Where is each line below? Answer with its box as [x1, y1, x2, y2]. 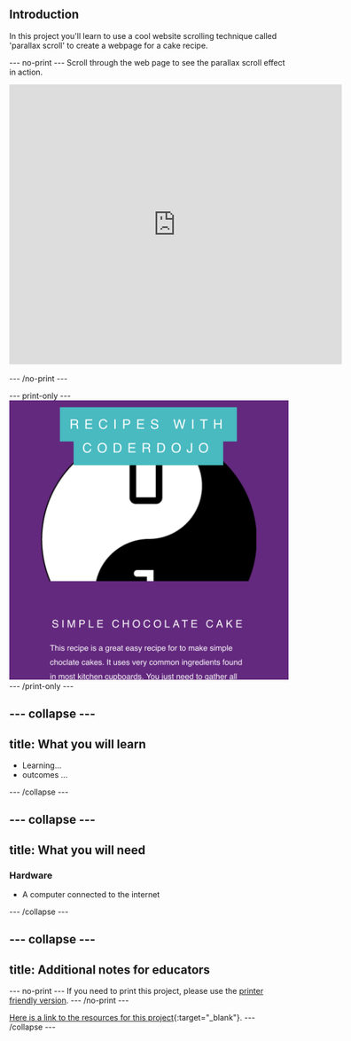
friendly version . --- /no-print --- [9, 995, 129, 1006]
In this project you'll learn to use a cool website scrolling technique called [9, 30, 277, 41]
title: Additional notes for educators [9, 962, 211, 977]
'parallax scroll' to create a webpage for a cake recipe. [9, 40, 208, 51]
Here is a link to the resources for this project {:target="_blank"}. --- [9, 1013, 255, 1023]
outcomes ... [21, 770, 68, 780]
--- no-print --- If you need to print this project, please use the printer [9, 986, 264, 997]
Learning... [21, 760, 62, 771]
